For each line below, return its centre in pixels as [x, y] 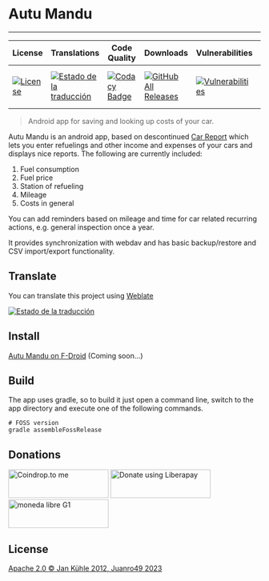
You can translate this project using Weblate [81, 295]
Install [24, 337]
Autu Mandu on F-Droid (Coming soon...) [76, 355]
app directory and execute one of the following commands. [106, 408]
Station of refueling [52, 186]
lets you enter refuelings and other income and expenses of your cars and [130, 145]
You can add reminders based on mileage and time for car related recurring [133, 218]
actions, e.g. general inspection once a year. [81, 227]
